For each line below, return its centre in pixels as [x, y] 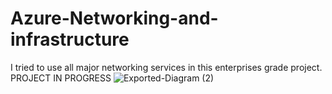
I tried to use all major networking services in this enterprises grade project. [166, 67]
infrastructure [70, 39]
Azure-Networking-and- [114, 18]
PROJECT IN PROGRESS [61, 78]
